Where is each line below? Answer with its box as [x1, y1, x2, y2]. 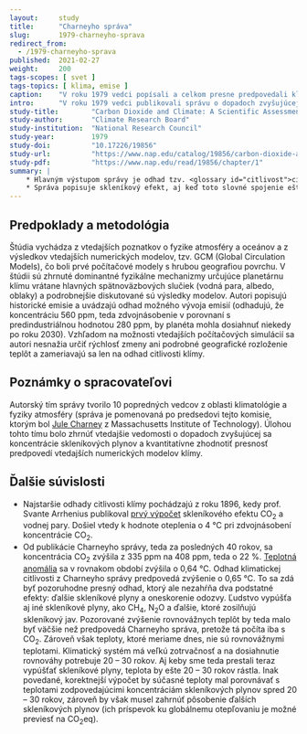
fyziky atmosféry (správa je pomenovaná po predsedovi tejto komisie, [9, 409, 272, 420]
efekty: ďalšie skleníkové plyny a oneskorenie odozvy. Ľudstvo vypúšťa [22, 591, 292, 603]
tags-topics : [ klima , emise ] [9, 81, 129, 90]
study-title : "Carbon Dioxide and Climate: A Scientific [9, 107, 259, 116]
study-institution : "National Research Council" [9, 124, 203, 133]
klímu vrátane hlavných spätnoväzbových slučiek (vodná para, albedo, [9, 280, 275, 291]
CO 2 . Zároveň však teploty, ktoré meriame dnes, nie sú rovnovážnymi [22, 633, 285, 646]
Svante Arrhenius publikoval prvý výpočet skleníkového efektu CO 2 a [22, 508, 283, 521]
